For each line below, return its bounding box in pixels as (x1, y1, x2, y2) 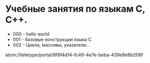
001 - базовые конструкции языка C (12, 36, 92, 43)
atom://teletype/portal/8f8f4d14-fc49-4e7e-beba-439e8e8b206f (5, 52, 143, 58)
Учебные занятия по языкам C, (5, 3, 145, 15)
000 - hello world (12, 31, 50, 37)
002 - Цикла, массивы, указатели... (12, 41, 91, 48)
